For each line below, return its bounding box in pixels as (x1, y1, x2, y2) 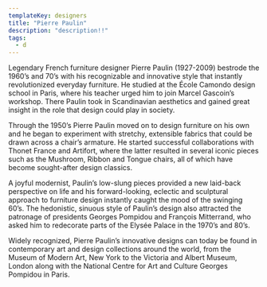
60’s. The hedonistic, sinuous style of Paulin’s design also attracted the (8, 204, 241, 213)
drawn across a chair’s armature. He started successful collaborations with (8, 138, 254, 147)
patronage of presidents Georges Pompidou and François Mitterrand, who (8, 212, 251, 222)
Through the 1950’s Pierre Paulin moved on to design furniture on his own (8, 121, 249, 130)
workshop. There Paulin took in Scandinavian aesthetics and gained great (8, 97, 250, 107)
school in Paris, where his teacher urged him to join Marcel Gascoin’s (8, 88, 235, 98)
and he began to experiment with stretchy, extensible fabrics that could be (8, 129, 253, 139)
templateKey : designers (8, 11, 88, 20)
